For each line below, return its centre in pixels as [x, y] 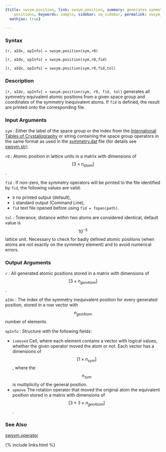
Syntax [14, 41]
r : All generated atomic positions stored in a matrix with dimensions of [77, 274]
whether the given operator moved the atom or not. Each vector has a [83, 346]
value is [13, 223]
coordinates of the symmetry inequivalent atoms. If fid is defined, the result [82, 102]
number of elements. [26, 321]
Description [20, 81]
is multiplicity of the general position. [50, 385]
